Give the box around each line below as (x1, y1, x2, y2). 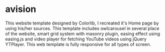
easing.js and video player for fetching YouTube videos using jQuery (5, 36, 147, 42)
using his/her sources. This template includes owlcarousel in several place (5, 25, 159, 31)
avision (5, 3, 37, 15)
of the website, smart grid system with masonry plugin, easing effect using (5, 30, 160, 36)
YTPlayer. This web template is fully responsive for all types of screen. (5, 41, 151, 47)
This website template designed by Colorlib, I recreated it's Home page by (5, 20, 159, 26)
